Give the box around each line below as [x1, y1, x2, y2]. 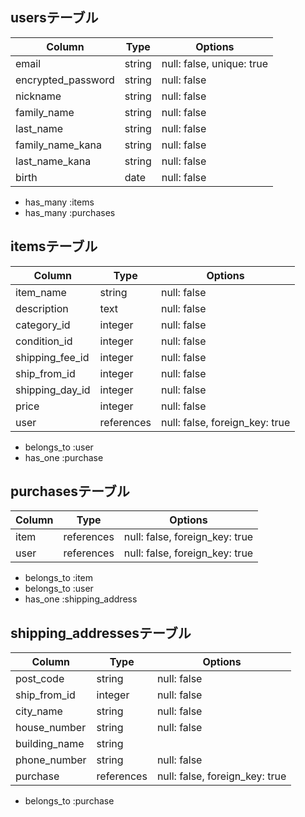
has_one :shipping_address [24, 593, 138, 605]
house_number [15, 721, 87, 735]
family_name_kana [15, 138, 102, 152]
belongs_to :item [24, 572, 94, 584]
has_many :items [24, 196, 95, 208]
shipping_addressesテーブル [10, 624, 192, 642]
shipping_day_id [15, 383, 91, 397]
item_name [15, 285, 67, 299]
